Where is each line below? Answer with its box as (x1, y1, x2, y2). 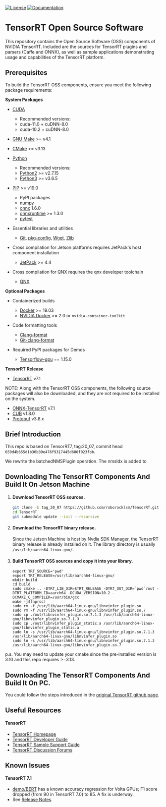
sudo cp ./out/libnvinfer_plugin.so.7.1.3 (12, 612, 102, 617)
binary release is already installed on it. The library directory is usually (12, 541, 156, 547)
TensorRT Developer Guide (12, 736, 68, 742)
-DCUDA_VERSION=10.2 (67, 590, 111, 596)
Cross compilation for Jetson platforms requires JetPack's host (12, 244, 142, 250)
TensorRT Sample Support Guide (12, 742, 80, 748)
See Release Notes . (12, 797, 53, 803)
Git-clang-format (19, 337, 55, 343)
